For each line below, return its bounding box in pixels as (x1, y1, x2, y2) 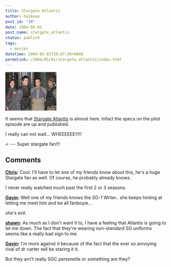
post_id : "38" (5, 19, 36, 24)
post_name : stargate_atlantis (5, 30, 70, 35)
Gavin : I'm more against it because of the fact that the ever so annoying (5, 241, 157, 247)
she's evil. (5, 210, 27, 216)
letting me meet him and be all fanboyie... (5, 200, 92, 206)
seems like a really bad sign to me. (5, 231, 78, 237)
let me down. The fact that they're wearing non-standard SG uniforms (5, 225, 152, 232)
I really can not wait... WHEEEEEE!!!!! (5, 131, 82, 137)
